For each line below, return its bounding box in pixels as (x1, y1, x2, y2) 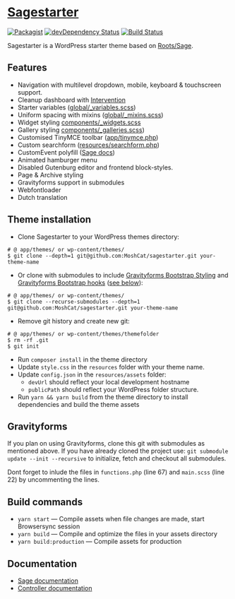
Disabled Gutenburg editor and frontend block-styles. (17, 163, 174, 172)
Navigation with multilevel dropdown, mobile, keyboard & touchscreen (17, 81, 222, 89)
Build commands (7, 496, 83, 508)
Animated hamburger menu (17, 155, 97, 164)
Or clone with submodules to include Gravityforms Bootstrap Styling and (17, 271, 229, 279)
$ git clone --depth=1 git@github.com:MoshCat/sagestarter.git (7, 252, 198, 259)
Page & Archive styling (17, 170, 84, 179)
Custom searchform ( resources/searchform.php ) (17, 141, 160, 149)
